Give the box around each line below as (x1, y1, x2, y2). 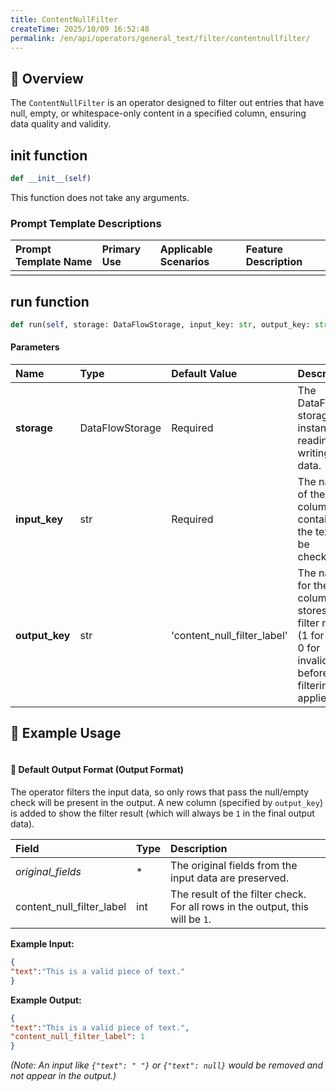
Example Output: (10, 994, 82, 1006)
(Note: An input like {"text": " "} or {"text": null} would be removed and (10, 1059, 323, 1071)
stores (297, 604, 328, 618)
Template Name (15, 255, 93, 269)
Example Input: (10, 938, 75, 950)
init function (10, 147, 88, 164)
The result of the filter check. (170, 887, 307, 901)
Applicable (159, 242, 213, 256)
